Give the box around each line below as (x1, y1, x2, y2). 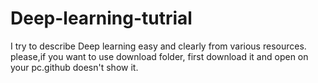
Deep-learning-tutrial (10, 7, 193, 30)
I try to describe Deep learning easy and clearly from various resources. (10, 40, 307, 52)
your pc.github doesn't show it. (10, 61, 139, 73)
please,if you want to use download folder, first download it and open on (10, 50, 309, 62)
